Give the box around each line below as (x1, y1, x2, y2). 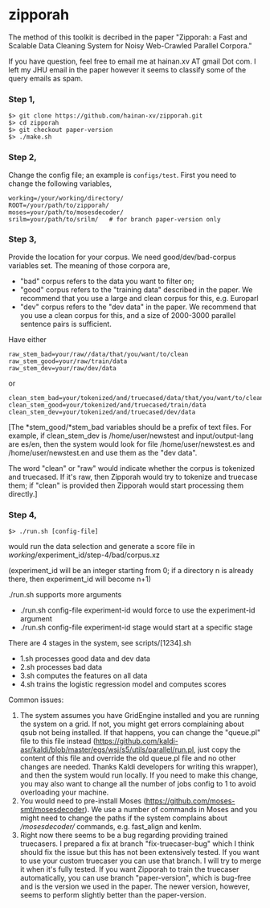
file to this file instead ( (19, 737, 96, 746)
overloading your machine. (19, 787, 109, 798)
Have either (8, 334, 47, 344)
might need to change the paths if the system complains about (19, 813, 227, 823)
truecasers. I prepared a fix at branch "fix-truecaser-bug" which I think (19, 839, 255, 848)
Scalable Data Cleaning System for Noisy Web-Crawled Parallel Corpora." (8, 40, 252, 50)
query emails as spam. (8, 73, 84, 83)
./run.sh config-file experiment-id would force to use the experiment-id (19, 605, 256, 615)
